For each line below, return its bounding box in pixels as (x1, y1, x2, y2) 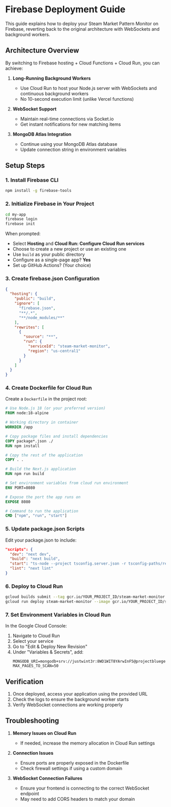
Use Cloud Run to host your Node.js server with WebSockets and (20, 85, 157, 91)
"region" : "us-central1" (27, 348, 81, 353)
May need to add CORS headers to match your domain (20, 796, 135, 802)
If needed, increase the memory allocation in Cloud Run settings (20, 740, 155, 746)
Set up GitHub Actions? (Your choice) (12, 262, 92, 268)
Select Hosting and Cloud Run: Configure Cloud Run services (12, 240, 145, 246)
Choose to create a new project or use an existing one (12, 246, 126, 252)
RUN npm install (5, 443, 40, 449)
